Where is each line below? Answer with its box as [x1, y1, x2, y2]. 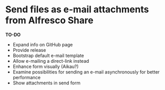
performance [12, 74, 41, 80]
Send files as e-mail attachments [5, 4, 149, 15]
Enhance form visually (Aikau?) [12, 63, 79, 69]
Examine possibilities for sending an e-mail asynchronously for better [12, 68, 160, 75]
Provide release [12, 47, 46, 53]
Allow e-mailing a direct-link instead [12, 58, 89, 64]
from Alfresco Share [5, 14, 94, 26]
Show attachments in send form [12, 80, 81, 86]
